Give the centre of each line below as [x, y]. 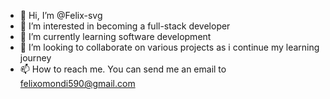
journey [35, 58]
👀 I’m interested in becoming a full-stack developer [125, 26]
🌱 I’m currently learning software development [115, 36]
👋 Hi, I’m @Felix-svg [61, 15]
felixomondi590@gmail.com [77, 83]
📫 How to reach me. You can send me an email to [123, 69]
